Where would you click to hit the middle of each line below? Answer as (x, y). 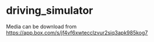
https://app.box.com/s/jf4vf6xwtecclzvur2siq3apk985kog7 (77, 32)
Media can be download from (41, 26)
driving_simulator (50, 11)
